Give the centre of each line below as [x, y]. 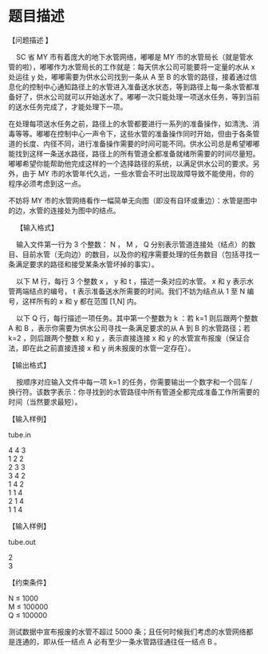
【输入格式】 [37, 227]
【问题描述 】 [30, 40]
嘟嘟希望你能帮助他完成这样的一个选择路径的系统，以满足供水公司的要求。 [130, 163]
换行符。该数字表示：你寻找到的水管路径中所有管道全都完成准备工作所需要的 [134, 392]
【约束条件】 [29, 582]
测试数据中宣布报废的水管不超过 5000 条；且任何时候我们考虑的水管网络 [127, 632]
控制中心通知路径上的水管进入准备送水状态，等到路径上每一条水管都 [141, 87]
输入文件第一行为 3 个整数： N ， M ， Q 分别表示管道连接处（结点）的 [132, 244]
